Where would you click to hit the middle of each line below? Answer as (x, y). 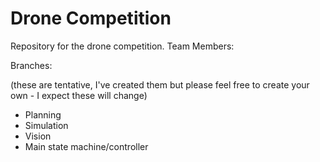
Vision (38, 136)
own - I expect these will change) (79, 95)
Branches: (31, 65)
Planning (43, 114)
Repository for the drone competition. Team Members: (122, 46)
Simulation (46, 125)
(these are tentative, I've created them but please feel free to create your (160, 84)
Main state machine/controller (86, 146)
